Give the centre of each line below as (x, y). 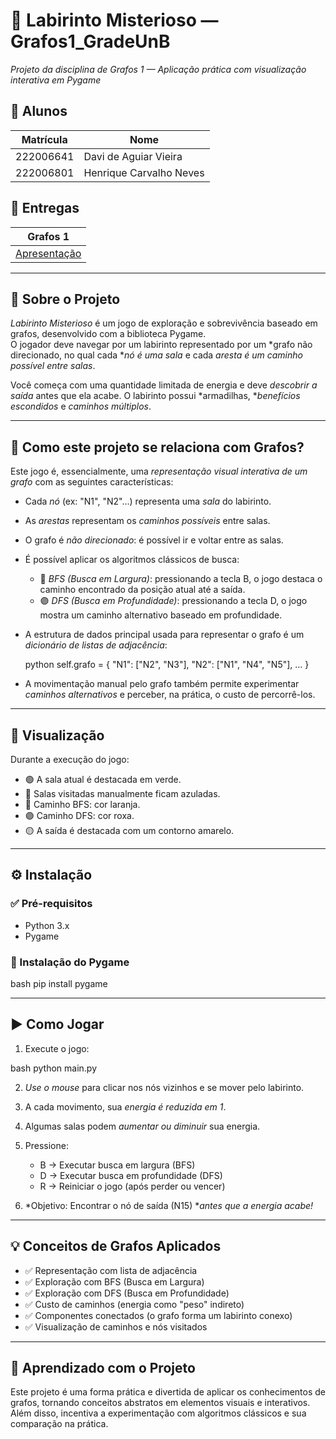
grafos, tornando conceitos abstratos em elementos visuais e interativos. (160, 1403)
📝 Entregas (45, 208)
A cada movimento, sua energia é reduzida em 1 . (125, 1106)
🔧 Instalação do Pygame (70, 962)
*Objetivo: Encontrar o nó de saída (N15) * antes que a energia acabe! (169, 1205)
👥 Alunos (39, 111)
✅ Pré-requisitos (51, 904)
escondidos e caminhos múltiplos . (81, 406)
